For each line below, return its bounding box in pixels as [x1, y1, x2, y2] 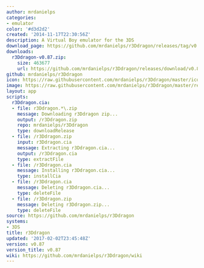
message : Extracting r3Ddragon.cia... [17, 144, 115, 151]
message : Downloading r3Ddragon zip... [17, 111, 118, 117]
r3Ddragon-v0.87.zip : [12, 54, 67, 60]
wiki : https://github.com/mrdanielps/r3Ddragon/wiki [6, 252, 143, 259]
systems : [6, 219, 29, 225]
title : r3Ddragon [6, 230, 50, 236]
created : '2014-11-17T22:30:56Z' [6, 32, 91, 38]
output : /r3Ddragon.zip [17, 116, 78, 122]
